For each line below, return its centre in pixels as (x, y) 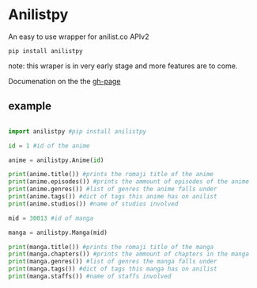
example (30, 106)
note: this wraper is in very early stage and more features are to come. (123, 66)
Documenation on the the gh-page (64, 81)
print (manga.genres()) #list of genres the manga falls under (113, 262)
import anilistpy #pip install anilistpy (77, 131)
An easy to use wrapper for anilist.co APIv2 (79, 36)
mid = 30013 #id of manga (51, 218)
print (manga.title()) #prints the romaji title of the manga (111, 247)
